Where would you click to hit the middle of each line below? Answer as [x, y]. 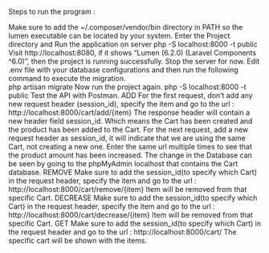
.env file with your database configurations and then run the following [123, 70]
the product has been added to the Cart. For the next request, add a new [128, 129]
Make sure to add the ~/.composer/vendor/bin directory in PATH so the [126, 27]
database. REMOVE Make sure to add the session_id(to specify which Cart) [133, 172]
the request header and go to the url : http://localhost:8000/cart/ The [122, 232]
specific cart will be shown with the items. [78, 241]
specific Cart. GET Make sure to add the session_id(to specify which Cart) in [135, 223]
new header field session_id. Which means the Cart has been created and [130, 121]
